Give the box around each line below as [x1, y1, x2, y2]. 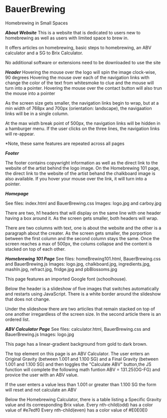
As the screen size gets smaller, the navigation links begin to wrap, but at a [5, 100, 159, 106]
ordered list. [5, 316, 30, 322]
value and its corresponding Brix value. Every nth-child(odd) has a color [5, 402, 153, 408]
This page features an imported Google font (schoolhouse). [5, 276, 127, 282]
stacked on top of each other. [5, 246, 66, 252]
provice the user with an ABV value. [5, 372, 79, 378]
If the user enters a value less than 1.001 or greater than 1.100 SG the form [5, 381, 157, 387]
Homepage [5, 190, 29, 196]
